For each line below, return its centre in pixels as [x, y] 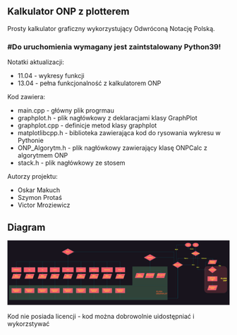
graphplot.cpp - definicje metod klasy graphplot [87, 125]
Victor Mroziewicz [44, 205]
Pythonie [30, 141]
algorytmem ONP [43, 156]
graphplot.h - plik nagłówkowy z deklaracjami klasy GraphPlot [107, 118]
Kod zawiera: [26, 97]
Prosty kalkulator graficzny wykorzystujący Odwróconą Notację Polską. [111, 28]
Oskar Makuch [39, 190]
